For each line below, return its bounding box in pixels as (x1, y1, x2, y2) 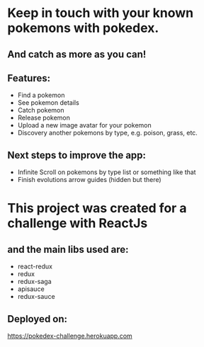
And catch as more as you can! (7, 48, 147, 60)
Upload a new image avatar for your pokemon (17, 121, 152, 130)
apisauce (17, 285, 45, 293)
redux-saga (17, 278, 52, 286)
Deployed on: (7, 313, 68, 325)
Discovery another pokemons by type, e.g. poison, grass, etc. (17, 129, 198, 137)
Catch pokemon (17, 106, 64, 115)
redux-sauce (17, 292, 55, 301)
